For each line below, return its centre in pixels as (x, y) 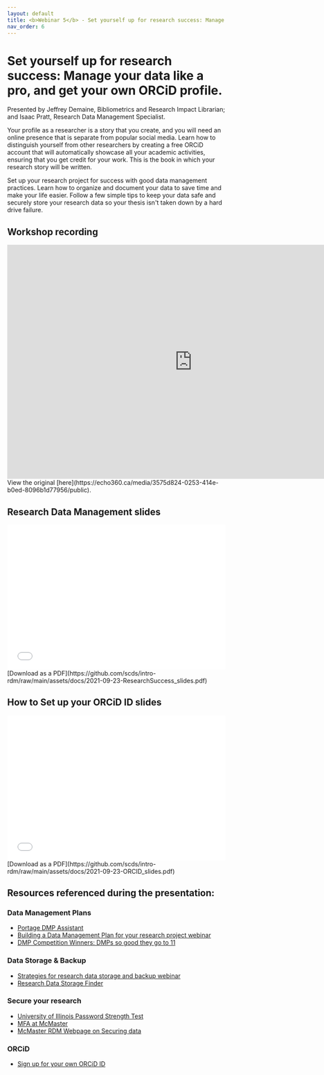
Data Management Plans (49, 913)
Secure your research (44, 1001)
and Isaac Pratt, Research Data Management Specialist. (87, 117)
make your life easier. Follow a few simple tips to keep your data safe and (111, 196)
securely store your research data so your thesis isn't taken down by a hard (115, 203)
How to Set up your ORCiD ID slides (84, 702)
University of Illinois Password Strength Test (80, 1016)
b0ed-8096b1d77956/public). (49, 490)
